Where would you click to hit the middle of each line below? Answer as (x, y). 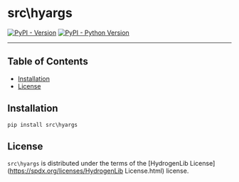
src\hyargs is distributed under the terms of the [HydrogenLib (98, 164)
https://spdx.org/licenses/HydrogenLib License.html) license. (99, 171)
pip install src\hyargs (43, 125)
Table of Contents (48, 62)
